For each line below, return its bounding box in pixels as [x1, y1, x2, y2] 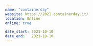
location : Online [5, 16, 41, 21]
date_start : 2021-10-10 [5, 30, 54, 34]
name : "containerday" [5, 7, 49, 12]
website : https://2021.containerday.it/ [5, 12, 89, 16]
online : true [5, 20, 32, 26]
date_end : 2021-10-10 [5, 34, 54, 39]
